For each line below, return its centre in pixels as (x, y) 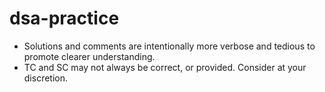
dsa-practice (64, 18)
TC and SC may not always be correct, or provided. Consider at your (165, 67)
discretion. (46, 78)
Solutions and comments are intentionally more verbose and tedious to (169, 46)
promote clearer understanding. (89, 56)
